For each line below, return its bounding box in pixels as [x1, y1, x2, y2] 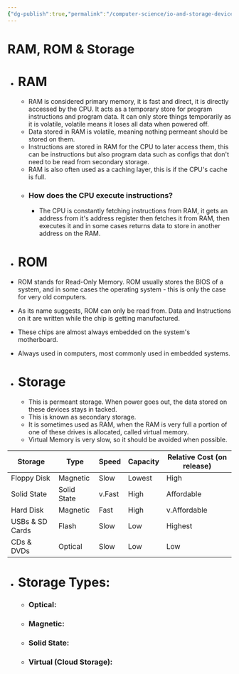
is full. [28, 172, 46, 181]
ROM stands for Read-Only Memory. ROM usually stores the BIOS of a [17, 277, 224, 286]
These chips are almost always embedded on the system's [17, 328, 191, 336]
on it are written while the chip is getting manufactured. [17, 314, 180, 322]
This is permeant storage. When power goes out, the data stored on [28, 397, 228, 406]
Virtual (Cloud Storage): [28, 657, 113, 667]
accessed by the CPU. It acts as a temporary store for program [28, 105, 213, 113]
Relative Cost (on [166, 452, 228, 462]
